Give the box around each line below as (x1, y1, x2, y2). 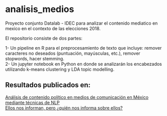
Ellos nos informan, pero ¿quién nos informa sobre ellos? (5, 104, 123, 111)
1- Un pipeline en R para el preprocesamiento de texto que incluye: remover (5, 45, 162, 51)
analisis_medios (5, 4, 74, 15)
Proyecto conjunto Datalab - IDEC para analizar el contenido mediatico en (5, 20, 158, 26)
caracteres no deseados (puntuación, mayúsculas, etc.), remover (5, 50, 141, 56)
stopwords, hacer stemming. (5, 55, 64, 61)
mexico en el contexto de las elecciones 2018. (5, 25, 101, 31)
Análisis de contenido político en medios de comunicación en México (5, 94, 149, 100)
